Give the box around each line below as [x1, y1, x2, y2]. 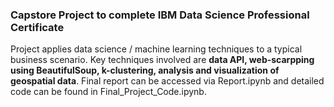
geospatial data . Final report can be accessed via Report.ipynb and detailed [10, 75, 325, 87]
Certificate [10, 20, 65, 34]
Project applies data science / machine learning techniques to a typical [10, 43, 303, 55]
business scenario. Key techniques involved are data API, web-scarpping [10, 54, 315, 66]
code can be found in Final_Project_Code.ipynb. [10, 86, 207, 98]
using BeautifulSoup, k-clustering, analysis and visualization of [10, 64, 280, 77]
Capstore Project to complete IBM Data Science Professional [10, 8, 310, 22]
